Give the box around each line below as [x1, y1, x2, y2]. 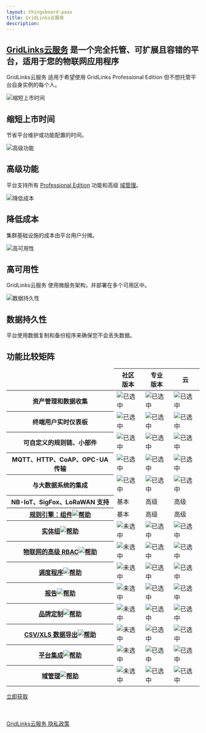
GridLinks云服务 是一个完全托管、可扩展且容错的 [6, 44, 191, 55]
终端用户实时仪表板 [32, 418, 88, 427]
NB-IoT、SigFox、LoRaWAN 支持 [11, 498, 109, 506]
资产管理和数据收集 [32, 397, 88, 405]
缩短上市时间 [6, 114, 55, 124]
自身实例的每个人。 [11, 81, 60, 89]
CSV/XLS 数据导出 [24, 631, 78, 639]
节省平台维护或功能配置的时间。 [6, 131, 87, 139]
